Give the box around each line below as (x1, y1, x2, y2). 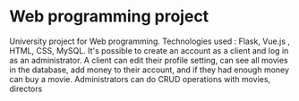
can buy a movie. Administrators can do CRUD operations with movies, (9, 73, 271, 84)
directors (9, 83, 43, 94)
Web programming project (9, 6, 209, 27)
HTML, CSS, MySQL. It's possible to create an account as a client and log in (9, 45, 289, 55)
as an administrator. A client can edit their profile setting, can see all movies (9, 55, 288, 65)
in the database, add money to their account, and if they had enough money (9, 64, 289, 75)
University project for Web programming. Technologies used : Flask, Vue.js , (9, 36, 291, 46)
